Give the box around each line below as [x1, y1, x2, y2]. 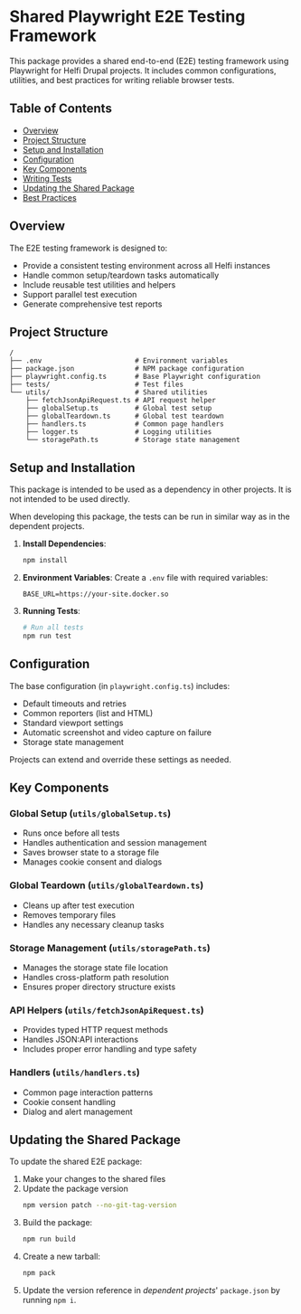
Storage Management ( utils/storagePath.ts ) [9, 941, 211, 954]
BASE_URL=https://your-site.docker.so [22, 590, 169, 599]
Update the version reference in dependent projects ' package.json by [22, 1284, 280, 1295]
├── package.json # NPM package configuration [9, 364, 245, 373]
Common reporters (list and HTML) [22, 707, 154, 718]
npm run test [22, 631, 72, 640]
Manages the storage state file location [22, 961, 169, 973]
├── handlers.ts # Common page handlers [25, 420, 224, 429]
